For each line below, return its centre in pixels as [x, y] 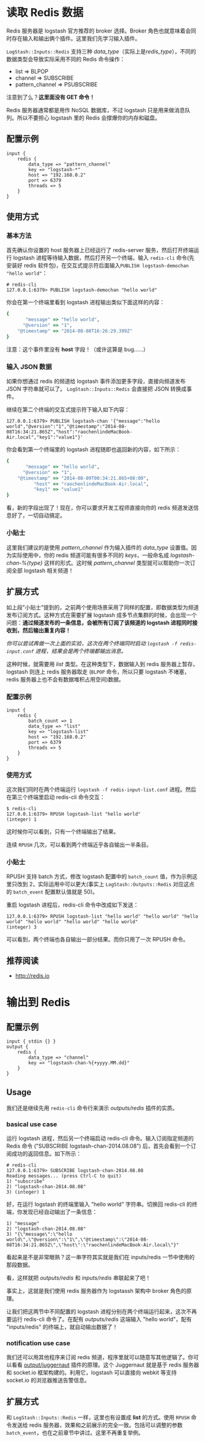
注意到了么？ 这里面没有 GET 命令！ [50, 97]
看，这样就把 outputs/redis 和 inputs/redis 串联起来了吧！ [79, 1278]
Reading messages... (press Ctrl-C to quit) [64, 1176]
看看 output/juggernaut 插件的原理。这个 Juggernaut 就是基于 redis [96, 1365]
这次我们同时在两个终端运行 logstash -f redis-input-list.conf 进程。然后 [102, 789]
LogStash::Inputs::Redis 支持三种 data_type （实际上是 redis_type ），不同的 [101, 51]
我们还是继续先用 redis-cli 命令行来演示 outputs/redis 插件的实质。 [92, 1108]
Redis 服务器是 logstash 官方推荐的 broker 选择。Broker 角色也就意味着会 [99, 31]
